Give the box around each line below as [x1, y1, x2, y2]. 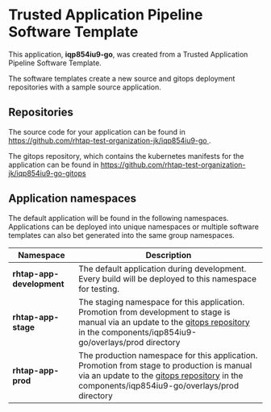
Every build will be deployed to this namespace [77, 273, 256, 284]
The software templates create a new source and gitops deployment [8, 73, 236, 83]
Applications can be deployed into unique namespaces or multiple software [8, 222, 260, 231]
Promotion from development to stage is [77, 306, 231, 318]
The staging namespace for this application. [77, 296, 244, 307]
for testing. [77, 283, 119, 294]
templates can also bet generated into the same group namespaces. [8, 230, 236, 239]
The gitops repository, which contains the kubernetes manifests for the [8, 151, 244, 160]
